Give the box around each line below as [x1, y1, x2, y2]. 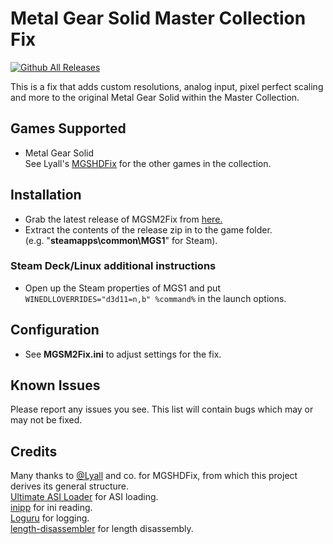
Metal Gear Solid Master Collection [10, 7, 307, 30]
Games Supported [10, 120, 127, 137]
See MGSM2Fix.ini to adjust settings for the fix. [24, 348, 222, 360]
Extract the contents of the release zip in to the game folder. [24, 223, 273, 236]
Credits [10, 443, 58, 460]
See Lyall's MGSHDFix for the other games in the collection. [24, 157, 272, 169]
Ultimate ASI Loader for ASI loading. [10, 491, 159, 503]
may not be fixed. [10, 414, 83, 426]
